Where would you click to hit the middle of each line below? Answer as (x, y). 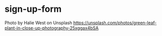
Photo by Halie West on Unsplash (38, 23)
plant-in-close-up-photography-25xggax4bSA (52, 28)
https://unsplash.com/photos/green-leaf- (115, 23)
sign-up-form (33, 9)
